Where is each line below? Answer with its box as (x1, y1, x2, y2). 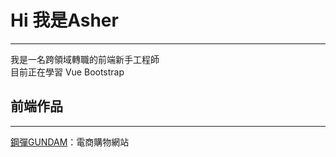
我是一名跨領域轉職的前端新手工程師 (10, 53, 160, 65)
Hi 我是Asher (10, 9, 119, 32)
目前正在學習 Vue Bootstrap (10, 66, 125, 78)
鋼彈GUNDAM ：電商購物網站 (10, 136, 130, 148)
